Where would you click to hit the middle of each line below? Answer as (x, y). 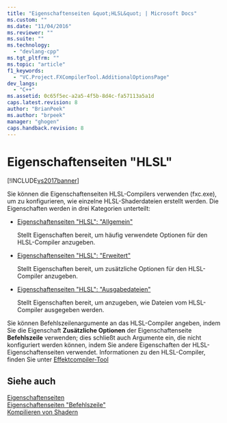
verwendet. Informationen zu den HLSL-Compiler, (136, 352)
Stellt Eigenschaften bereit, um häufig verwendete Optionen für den (112, 235)
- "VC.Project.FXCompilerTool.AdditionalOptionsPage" (91, 77)
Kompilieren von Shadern (43, 412)
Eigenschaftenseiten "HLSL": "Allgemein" (75, 222)
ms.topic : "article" (37, 64)
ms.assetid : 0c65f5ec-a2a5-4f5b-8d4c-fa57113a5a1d (81, 97)
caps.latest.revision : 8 (42, 103)
